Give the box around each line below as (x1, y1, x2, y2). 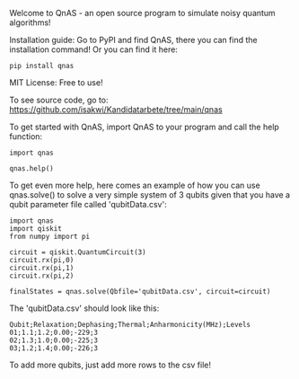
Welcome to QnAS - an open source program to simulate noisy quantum (9, 8, 276, 18)
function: (9, 131, 43, 142)
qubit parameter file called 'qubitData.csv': (9, 199, 168, 209)
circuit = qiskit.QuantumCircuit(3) (9, 248, 146, 257)
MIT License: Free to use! (9, 77, 103, 88)
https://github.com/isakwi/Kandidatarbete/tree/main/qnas (9, 104, 223, 115)
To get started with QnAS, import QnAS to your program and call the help (9, 121, 280, 132)
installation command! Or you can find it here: (9, 44, 178, 55)
